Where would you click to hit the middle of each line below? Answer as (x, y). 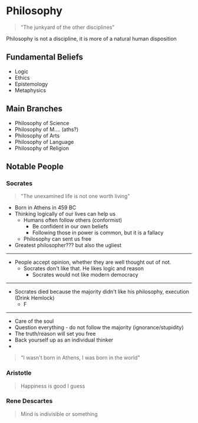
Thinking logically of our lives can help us (65, 214)
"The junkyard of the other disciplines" (67, 27)
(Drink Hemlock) (34, 298)
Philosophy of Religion (42, 148)
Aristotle (19, 373)
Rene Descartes (29, 401)
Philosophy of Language (44, 142)
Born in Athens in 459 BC (45, 208)
